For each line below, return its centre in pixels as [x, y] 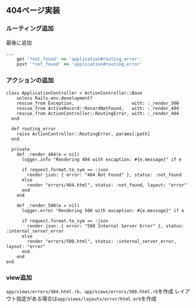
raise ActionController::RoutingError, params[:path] [83, 134]
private [21, 149]
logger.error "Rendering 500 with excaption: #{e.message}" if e [103, 210]
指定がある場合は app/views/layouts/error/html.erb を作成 [86, 298]
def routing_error [34, 129]
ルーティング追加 [30, 29]
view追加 [19, 278]
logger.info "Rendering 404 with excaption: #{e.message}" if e [102, 160]
